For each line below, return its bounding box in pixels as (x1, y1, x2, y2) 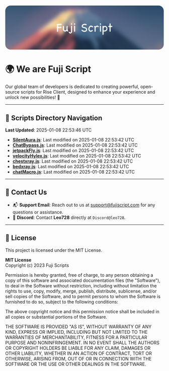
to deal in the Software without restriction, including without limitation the (5, 282, 157, 288)
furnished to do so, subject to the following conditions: (5, 299, 118, 305)
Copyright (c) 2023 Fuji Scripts (5, 262, 69, 268)
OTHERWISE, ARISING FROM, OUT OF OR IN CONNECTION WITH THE (5, 355, 152, 361)
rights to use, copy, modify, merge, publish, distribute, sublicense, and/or (5, 288, 157, 294)
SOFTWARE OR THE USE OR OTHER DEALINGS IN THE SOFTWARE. (5, 361, 146, 367)
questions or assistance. (12, 209, 64, 215)
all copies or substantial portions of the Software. (5, 314, 107, 320)
